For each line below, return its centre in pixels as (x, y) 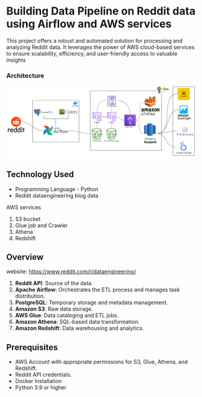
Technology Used (40, 174)
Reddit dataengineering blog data (57, 195)
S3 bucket (28, 219)
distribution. (30, 296)
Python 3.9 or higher (41, 387)
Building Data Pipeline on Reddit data (101, 11)
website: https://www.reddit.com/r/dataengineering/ (71, 272)
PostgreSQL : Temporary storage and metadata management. (91, 303)
